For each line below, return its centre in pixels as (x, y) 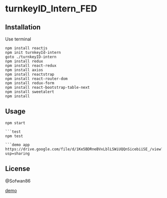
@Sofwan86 (18, 181)
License (18, 169)
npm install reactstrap (30, 74)
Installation (23, 27)
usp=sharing (17, 153)
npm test (14, 136)
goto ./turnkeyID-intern (31, 57)
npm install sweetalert (30, 92)
